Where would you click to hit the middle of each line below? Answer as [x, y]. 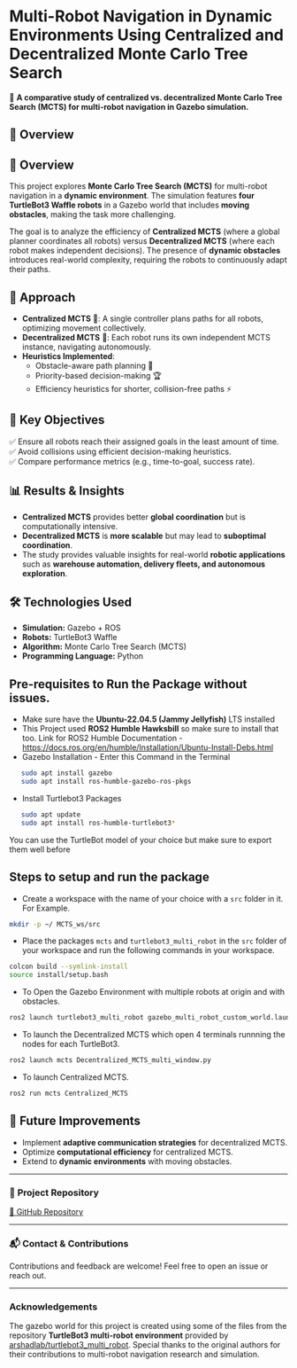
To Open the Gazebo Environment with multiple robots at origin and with [153, 992]
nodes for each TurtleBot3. [71, 1044]
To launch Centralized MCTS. [76, 1077]
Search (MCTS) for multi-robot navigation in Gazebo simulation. [129, 106]
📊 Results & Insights [67, 491]
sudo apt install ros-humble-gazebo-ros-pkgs [106, 782]
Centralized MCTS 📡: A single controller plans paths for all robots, [142, 318]
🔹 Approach [42, 297]
